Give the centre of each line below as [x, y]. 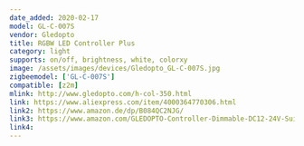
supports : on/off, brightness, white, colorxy [99, 60]
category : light [40, 52]
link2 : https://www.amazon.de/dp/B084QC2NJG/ [96, 111]
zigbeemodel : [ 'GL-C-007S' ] [62, 77]
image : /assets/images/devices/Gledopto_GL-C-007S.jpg [115, 69]
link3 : [22, 119]
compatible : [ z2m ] [44, 85]
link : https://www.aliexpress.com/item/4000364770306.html [123, 102]
